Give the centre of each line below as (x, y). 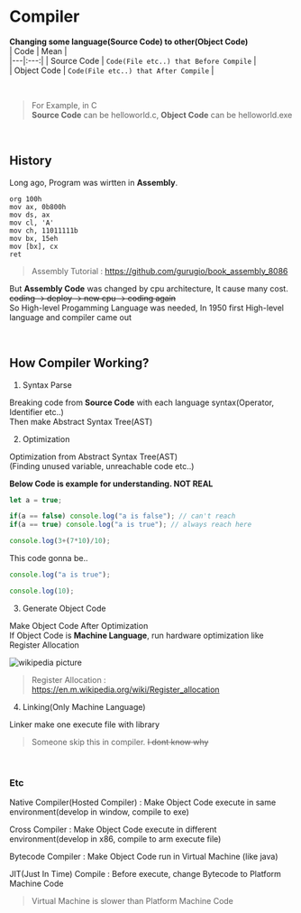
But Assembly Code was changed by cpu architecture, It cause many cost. (149, 288)
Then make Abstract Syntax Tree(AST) (81, 421)
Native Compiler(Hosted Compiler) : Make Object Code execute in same (143, 802)
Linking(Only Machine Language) (84, 706)
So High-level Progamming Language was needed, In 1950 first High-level (146, 308)
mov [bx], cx (34, 246)
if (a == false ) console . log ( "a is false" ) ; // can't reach (123, 516)
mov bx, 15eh (34, 238)
